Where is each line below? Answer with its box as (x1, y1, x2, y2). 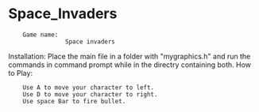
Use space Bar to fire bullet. (22, 97, 126, 105)
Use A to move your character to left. (22, 84, 155, 91)
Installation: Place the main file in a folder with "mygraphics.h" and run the (8, 51, 251, 61)
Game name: (22, 31, 59, 39)
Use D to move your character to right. (22, 90, 158, 99)
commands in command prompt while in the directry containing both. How (8, 60, 252, 69)
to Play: (8, 68, 33, 77)
